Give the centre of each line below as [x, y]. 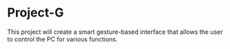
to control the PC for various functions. [63, 39]
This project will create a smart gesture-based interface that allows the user [115, 32]
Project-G [36, 13]
